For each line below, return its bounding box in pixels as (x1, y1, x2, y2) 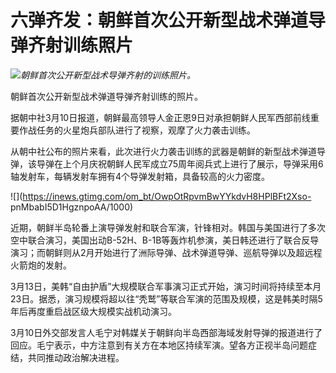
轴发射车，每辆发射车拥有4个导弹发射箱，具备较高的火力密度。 (10, 170, 271, 182)
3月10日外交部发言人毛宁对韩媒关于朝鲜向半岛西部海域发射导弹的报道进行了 (10, 326, 323, 338)
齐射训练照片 (28, 34, 134, 57)
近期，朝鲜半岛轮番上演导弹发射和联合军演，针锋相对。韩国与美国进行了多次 (10, 221, 326, 233)
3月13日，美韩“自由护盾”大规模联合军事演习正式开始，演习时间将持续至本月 (10, 280, 322, 292)
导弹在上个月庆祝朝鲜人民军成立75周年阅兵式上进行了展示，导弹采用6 (36, 157, 324, 170)
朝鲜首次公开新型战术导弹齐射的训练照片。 (20, 69, 196, 81)
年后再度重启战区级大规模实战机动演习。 (10, 305, 177, 317)
